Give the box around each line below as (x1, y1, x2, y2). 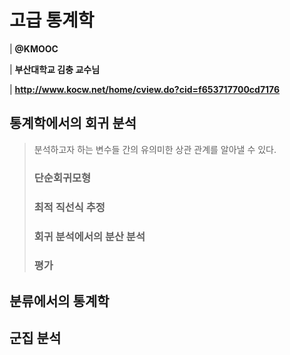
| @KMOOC (9, 42, 59, 55)
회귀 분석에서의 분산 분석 (33, 229, 146, 243)
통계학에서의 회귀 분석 (9, 115, 137, 132)
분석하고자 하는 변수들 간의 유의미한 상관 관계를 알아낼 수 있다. (33, 143, 277, 155)
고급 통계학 (9, 9, 95, 32)
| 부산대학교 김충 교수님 (9, 63, 101, 75)
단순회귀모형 (33, 171, 92, 185)
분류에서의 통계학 (9, 292, 110, 310)
